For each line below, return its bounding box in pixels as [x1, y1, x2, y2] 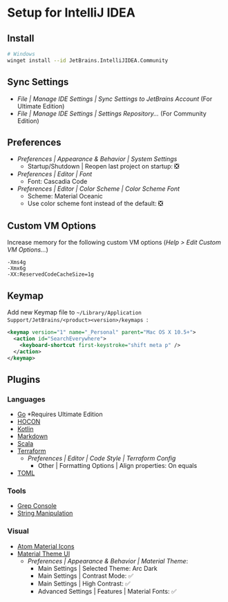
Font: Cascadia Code [27, 178, 88, 186]
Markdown [17, 432, 48, 440]
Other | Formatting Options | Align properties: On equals [37, 462, 198, 470]
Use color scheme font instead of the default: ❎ [27, 199, 164, 208]
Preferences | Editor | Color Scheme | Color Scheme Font [17, 185, 180, 193]
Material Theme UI [17, 549, 70, 558]
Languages [7, 394, 46, 404]
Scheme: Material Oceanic [27, 192, 104, 200]
